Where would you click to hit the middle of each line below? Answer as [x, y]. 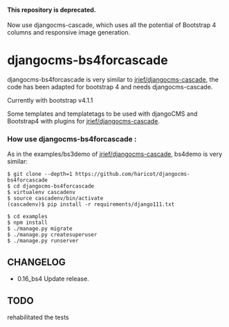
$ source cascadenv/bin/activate [55, 198]
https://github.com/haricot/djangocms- [132, 174]
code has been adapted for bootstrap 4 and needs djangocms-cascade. [110, 87]
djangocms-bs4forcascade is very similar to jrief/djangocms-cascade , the [113, 80]
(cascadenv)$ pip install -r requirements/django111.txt [91, 204]
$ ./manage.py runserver [43, 241]
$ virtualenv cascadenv [42, 193]
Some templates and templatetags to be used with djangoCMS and [102, 114]
